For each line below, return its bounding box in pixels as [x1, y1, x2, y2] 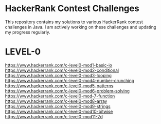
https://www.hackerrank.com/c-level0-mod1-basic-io [5, 62, 112, 68]
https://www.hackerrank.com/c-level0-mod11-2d [5, 113, 103, 119]
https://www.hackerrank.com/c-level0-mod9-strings [5, 103, 111, 109]
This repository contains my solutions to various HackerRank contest [5, 19, 143, 25]
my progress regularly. [5, 29, 50, 35]
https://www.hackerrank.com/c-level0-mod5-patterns [5, 83, 113, 89]
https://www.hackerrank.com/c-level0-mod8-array [5, 98, 107, 104]
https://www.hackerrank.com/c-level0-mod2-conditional [5, 67, 119, 73]
